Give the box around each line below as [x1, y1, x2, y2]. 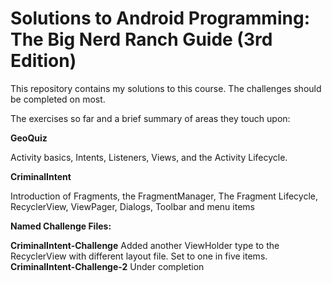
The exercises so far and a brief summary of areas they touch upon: [10, 112, 291, 124]
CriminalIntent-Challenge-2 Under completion [10, 260, 205, 272]
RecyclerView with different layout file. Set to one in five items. [10, 250, 268, 262]
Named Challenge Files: [10, 220, 112, 232]
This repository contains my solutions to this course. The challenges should [10, 82, 322, 94]
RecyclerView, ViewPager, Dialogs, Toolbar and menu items [10, 200, 255, 212]
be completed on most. [10, 93, 106, 105]
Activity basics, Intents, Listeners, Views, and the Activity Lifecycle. [10, 151, 288, 163]
